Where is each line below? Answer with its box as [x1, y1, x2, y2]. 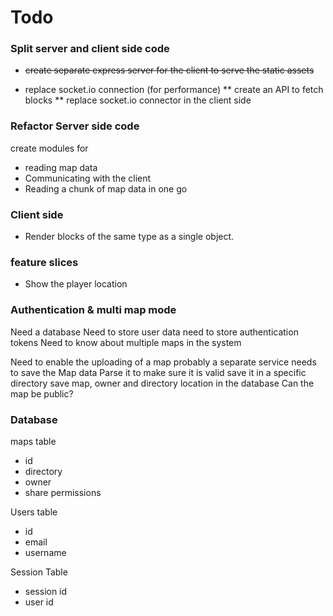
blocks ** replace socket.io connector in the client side [24, 94, 252, 106]
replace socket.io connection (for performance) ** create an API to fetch [24, 84, 324, 96]
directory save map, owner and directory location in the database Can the [10, 377, 315, 389]
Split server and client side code [10, 42, 170, 56]
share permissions [24, 486, 102, 498]
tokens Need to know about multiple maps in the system [10, 336, 242, 348]
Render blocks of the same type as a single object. [24, 231, 235, 243]
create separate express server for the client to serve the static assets [24, 64, 315, 76]
